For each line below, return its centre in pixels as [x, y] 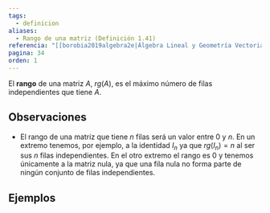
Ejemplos [32, 198]
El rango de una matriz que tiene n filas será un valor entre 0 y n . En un [137, 137]
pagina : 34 [27, 53]
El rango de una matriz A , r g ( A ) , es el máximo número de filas [110, 83]
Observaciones [47, 117]
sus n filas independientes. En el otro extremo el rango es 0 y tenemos [137, 156]
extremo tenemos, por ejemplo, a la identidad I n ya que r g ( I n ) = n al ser [137, 146]
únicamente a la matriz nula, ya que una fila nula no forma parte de [131, 164]
